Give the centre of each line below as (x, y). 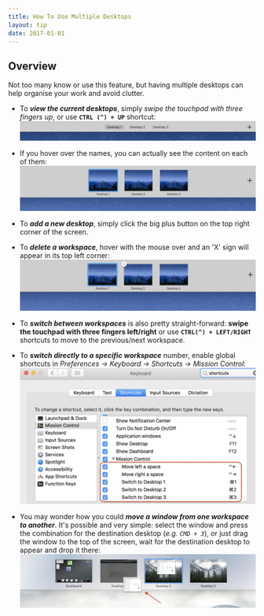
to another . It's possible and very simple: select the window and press (134, 525)
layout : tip (27, 25)
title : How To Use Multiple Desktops (70, 17)
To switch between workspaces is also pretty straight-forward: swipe (134, 323)
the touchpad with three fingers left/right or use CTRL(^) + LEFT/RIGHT (135, 331)
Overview (33, 66)
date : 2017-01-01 (37, 33)
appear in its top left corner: (64, 255)
